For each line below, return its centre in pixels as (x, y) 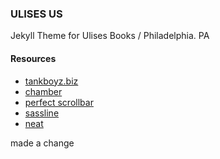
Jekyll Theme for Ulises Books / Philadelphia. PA (110, 36)
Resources (33, 58)
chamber (43, 91)
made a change (42, 143)
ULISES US (36, 14)
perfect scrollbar (59, 102)
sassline (42, 113)
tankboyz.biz (51, 81)
